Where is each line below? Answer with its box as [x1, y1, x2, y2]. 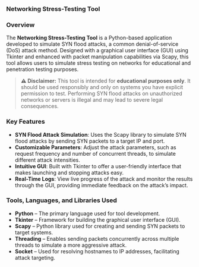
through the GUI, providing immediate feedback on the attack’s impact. [14, 181, 188, 189]
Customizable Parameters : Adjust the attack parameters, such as [14, 143, 176, 150]
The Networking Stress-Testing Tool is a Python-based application [6, 34, 172, 42]
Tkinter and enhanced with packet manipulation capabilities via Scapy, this [6, 53, 189, 61]
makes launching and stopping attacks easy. [14, 169, 124, 176]
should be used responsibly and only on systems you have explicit [20, 84, 184, 91]
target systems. [14, 228, 53, 236]
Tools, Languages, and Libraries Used [6, 196, 118, 205]
